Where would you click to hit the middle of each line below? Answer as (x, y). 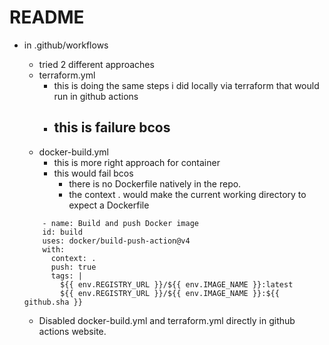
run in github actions (96, 96)
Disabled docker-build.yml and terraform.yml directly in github (167, 320)
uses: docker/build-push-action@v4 (116, 241)
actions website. (72, 331)
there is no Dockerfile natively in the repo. (155, 183)
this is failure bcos (112, 127)
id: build (62, 232)
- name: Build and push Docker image (120, 223)
